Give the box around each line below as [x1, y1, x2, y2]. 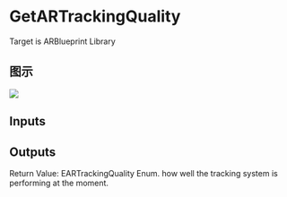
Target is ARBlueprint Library [9, 36, 117, 47]
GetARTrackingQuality [9, 6, 181, 27]
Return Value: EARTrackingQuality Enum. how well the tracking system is [9, 167, 278, 178]
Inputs [9, 114, 47, 129]
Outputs [9, 144, 57, 159]
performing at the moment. [9, 177, 109, 188]
